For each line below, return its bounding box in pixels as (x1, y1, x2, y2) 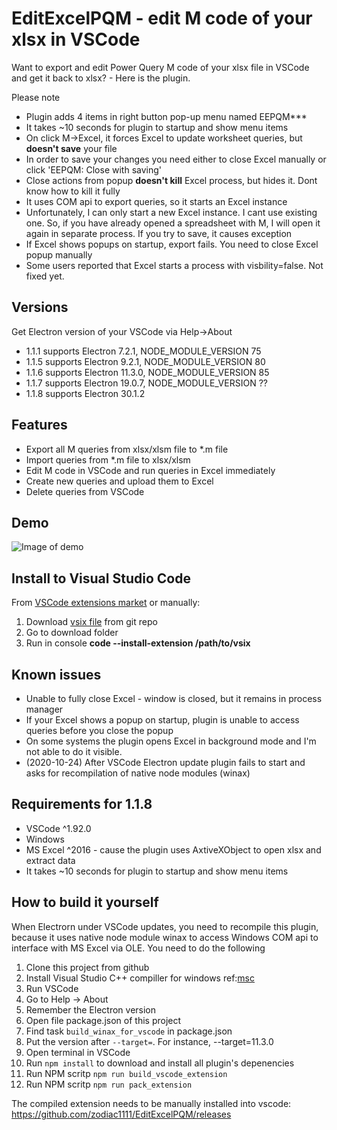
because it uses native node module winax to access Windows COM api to (11, 931, 319, 943)
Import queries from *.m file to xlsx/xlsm (25, 453, 191, 466)
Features (11, 417, 68, 434)
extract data (25, 854, 76, 866)
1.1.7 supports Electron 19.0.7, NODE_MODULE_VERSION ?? (25, 377, 268, 389)
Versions (11, 299, 69, 316)
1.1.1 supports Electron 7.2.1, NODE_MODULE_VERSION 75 (25, 345, 262, 357)
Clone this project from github (25, 961, 150, 973)
